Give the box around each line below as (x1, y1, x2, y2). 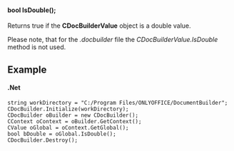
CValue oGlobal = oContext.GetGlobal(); (7, 124, 130, 131)
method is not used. (7, 43, 66, 51)
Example (7, 63, 47, 75)
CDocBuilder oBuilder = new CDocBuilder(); (7, 111, 139, 119)
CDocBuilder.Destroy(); (7, 136, 78, 144)
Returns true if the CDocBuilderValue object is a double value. (7, 21, 191, 30)
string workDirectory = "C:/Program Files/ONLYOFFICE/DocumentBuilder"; (7, 99, 228, 106)
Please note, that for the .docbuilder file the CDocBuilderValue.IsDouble (7, 36, 218, 44)
